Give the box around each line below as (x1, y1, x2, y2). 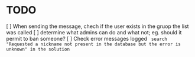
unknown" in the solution (6, 46, 70, 52)
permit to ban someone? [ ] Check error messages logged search (6, 35, 167, 42)
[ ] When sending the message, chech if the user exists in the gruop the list (6, 23, 189, 30)
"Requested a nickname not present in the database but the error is (6, 41, 181, 47)
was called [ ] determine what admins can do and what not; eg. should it (6, 28, 182, 35)
